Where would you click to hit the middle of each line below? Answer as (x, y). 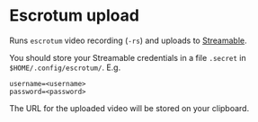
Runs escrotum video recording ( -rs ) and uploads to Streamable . (128, 40)
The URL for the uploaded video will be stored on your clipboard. (129, 108)
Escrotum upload (74, 16)
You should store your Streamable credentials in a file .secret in (128, 57)
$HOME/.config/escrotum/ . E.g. (65, 67)
